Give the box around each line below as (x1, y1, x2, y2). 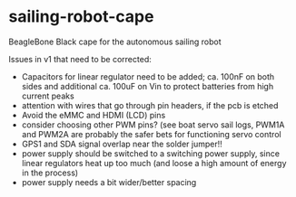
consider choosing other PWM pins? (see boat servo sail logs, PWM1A (21, 119, 285, 130)
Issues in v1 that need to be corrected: (8, 53, 152, 64)
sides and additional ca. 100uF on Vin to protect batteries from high (21, 80, 274, 91)
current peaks (21, 90, 74, 101)
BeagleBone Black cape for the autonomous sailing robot (8, 36, 222, 47)
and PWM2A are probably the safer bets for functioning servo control (21, 128, 282, 139)
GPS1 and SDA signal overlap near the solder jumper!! (21, 138, 223, 149)
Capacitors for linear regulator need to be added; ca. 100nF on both (21, 70, 275, 82)
